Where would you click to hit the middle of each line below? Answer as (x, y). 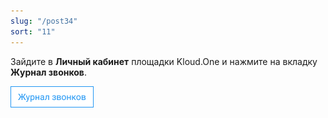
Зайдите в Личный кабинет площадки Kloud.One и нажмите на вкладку (164, 61)
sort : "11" (33, 31)
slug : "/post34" (44, 21)
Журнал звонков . (48, 72)
